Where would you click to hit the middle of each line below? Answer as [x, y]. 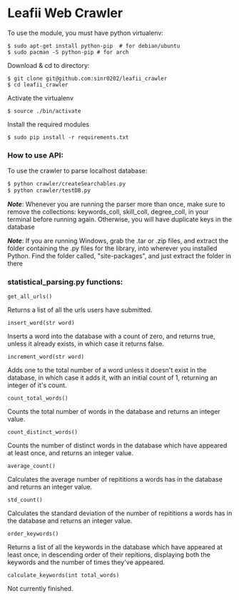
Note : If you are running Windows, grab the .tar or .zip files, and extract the [118, 240]
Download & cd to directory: [49, 65]
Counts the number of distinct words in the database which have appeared [117, 446]
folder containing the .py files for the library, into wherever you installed [112, 248]
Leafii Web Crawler [65, 13]
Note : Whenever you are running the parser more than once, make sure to [116, 204]
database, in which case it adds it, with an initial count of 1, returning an [112, 378]
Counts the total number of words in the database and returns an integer [114, 412]
